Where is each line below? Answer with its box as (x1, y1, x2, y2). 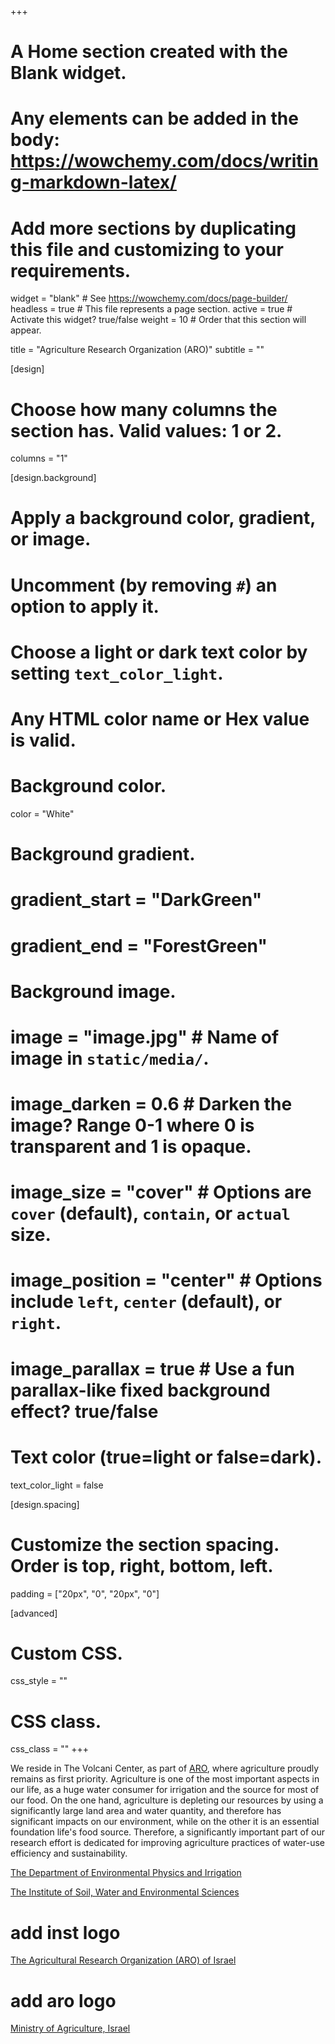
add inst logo (10, 1921, 121, 1944)
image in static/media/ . (10, 1047, 210, 1070)
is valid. (10, 729, 77, 751)
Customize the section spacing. (10, 1533, 280, 1556)
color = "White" (10, 807, 75, 820)
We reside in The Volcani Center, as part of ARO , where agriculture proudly (10, 1762, 320, 1775)
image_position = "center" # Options (10, 1269, 323, 1292)
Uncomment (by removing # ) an (10, 574, 278, 596)
